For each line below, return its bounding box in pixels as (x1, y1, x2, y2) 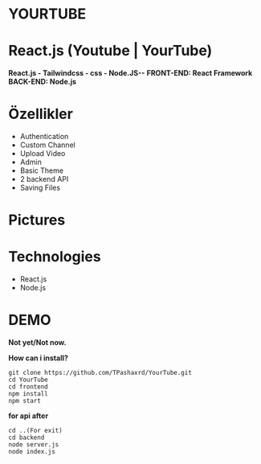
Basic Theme (19, 166, 64, 175)
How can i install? (8, 353, 68, 363)
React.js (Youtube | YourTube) (8, 42, 213, 60)
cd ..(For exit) (8, 427, 63, 435)
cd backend (8, 433, 45, 442)
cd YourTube (8, 376, 48, 384)
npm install (8, 390, 48, 398)
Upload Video (19, 149, 66, 158)
